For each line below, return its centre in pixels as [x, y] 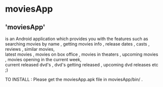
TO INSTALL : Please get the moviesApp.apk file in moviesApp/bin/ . [74, 79]
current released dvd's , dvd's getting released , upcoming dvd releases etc [82, 65]
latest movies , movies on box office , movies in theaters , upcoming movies [82, 54]
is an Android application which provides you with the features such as [77, 39]
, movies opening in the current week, [43, 59]
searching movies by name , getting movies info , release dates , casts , [77, 44]
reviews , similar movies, [30, 49]
